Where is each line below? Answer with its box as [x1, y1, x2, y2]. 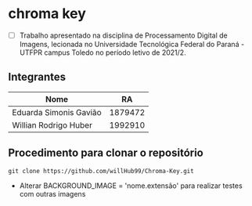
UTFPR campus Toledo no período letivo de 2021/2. [19, 48, 186, 57]
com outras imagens [19, 189, 86, 198]
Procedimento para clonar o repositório [8, 146, 203, 160]
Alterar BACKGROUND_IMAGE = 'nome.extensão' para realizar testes [19, 181, 243, 190]
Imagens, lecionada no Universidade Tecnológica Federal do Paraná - [19, 40, 245, 49]
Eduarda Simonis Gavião [12, 107, 102, 117]
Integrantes [8, 70, 67, 84]
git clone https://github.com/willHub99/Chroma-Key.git [8, 167, 194, 175]
